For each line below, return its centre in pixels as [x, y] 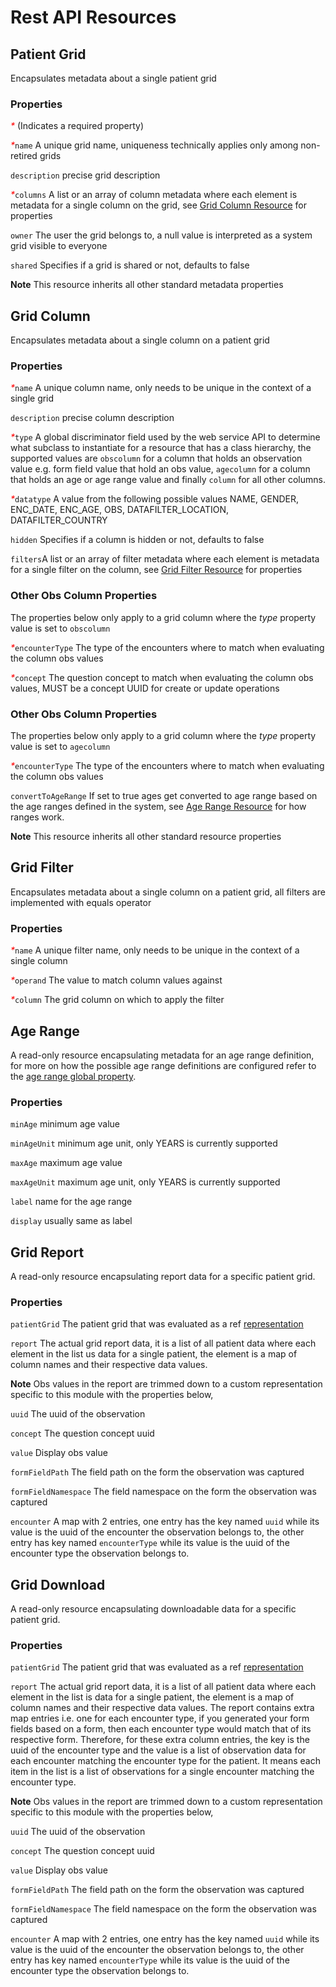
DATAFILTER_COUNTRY [59, 520]
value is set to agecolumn [60, 746]
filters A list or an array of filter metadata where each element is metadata [165, 559]
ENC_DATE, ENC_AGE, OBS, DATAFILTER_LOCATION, [120, 510]
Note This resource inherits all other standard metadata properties [147, 285]
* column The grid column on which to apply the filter [117, 1000]
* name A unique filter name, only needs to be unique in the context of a [155, 950]
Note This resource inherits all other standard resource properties [146, 836]
